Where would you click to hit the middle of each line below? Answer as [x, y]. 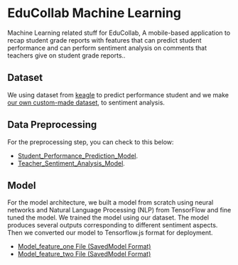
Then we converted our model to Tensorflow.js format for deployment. [110, 233]
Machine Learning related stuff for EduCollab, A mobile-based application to [119, 33]
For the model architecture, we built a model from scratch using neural [110, 202]
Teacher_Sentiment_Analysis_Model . [71, 163]
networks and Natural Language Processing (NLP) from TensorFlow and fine [119, 210]
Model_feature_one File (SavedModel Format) [84, 247]
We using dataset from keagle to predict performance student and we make [118, 94]
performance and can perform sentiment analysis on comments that [107, 48]
